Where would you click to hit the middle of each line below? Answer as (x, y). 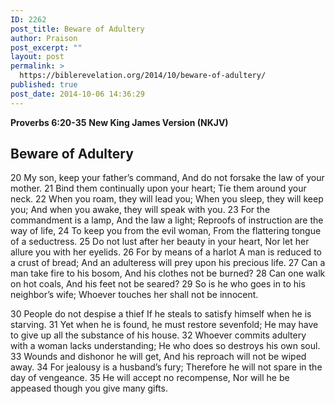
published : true (44, 85)
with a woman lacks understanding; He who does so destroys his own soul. (165, 346)
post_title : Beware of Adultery (77, 29)
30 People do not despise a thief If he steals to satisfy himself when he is (161, 314)
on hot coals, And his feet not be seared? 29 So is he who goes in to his (158, 284)
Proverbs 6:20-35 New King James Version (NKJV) (119, 122)
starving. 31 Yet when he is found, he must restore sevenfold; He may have (164, 325)
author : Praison (44, 38)
